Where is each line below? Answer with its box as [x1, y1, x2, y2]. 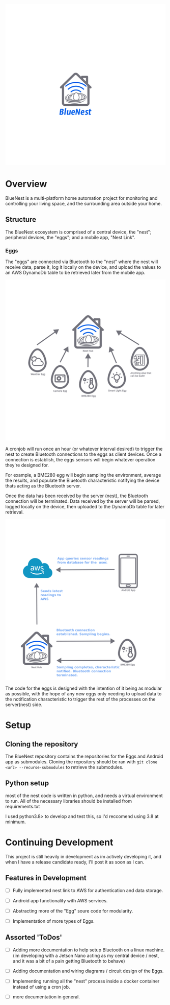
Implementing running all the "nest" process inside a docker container [12, 978, 160, 984]
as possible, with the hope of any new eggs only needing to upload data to [5, 691, 162, 697]
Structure [5, 215, 37, 224]
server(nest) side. [5, 702, 43, 708]
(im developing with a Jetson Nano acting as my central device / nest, [12, 952, 159, 959]
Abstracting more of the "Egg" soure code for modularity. [12, 907, 133, 914]
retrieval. [5, 509, 24, 515]
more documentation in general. [12, 993, 80, 1000]
